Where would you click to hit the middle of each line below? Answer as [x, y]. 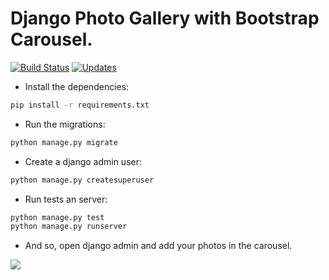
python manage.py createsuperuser [82, 180]
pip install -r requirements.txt [80, 105]
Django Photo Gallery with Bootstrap [165, 18]
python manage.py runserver [69, 227]
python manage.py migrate [64, 142]
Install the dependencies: [77, 86]
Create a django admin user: [83, 161]
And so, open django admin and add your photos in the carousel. [158, 246]
